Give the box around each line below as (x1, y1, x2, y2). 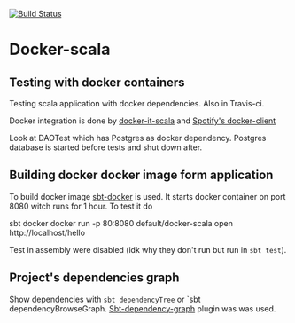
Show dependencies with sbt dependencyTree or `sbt (9, 294, 201, 304)
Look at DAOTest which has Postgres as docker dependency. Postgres (9, 133, 267, 143)
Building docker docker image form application (9, 168, 274, 183)
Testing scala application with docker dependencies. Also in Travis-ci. (9, 98, 265, 108)
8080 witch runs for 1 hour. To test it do (9, 201, 153, 211)
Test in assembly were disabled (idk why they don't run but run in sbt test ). (9, 244, 287, 255)
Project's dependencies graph (9, 271, 180, 286)
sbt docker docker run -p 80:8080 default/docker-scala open (9, 217, 233, 228)
